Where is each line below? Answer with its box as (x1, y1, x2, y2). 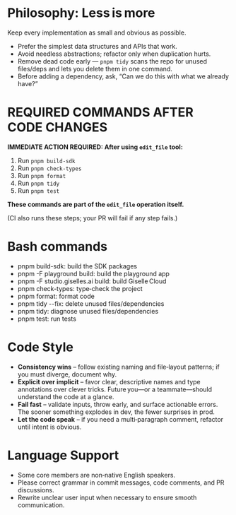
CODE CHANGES (7, 119, 108, 136)
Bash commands (7, 239, 108, 255)
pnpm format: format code (17, 292, 95, 300)
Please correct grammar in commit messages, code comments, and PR (17, 478, 225, 487)
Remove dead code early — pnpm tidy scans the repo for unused (17, 57, 207, 65)
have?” (17, 79, 38, 88)
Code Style (7, 339, 74, 355)
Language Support (7, 447, 119, 463)
